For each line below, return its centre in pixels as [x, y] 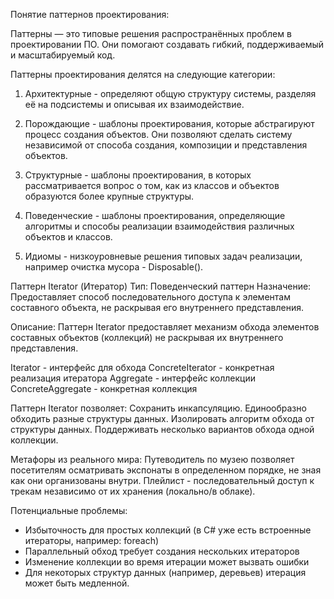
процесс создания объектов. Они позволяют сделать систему [158, 134]
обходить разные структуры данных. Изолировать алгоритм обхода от [162, 418]
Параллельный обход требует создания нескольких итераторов [162, 551]
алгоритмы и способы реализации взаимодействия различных [159, 226]
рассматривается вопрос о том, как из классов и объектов [152, 185]
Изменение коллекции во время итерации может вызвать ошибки [167, 562]
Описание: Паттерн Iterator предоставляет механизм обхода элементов [165, 327]
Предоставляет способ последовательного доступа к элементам [150, 297]
